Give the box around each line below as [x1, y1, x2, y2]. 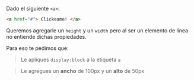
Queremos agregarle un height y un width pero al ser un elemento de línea [6, 26, 189, 34]
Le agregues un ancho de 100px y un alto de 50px [20, 67, 145, 74]
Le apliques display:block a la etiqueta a [20, 56, 121, 63]
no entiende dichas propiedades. [6, 33, 87, 40]
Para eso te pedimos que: [6, 44, 69, 52]
